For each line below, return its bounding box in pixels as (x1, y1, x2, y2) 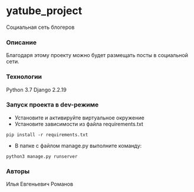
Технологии (6, 72, 42, 81)
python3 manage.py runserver (6, 153, 78, 160)
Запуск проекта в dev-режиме (6, 101, 99, 109)
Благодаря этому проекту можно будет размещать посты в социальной (6, 52, 189, 59)
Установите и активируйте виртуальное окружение (14, 114, 144, 121)
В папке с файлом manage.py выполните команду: (14, 142, 142, 149)
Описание (6, 38, 37, 47)
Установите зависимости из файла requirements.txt (14, 120, 143, 127)
